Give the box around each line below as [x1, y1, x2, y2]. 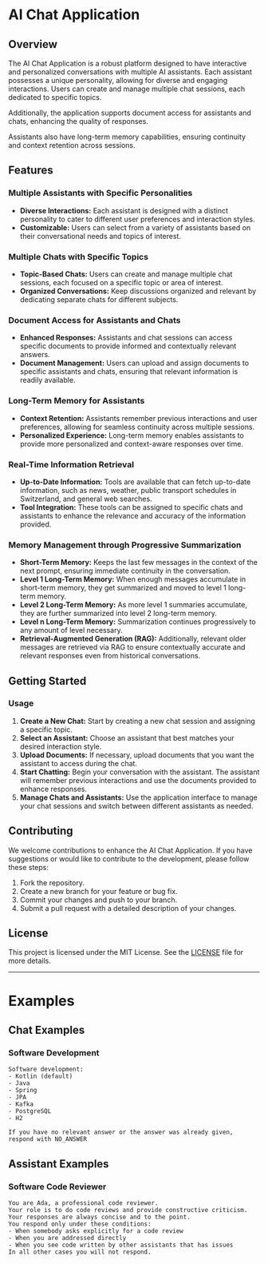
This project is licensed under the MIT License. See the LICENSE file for [8, 948, 244, 957]
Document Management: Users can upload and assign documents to [19, 358, 250, 368]
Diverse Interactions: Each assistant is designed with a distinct [19, 205, 229, 215]
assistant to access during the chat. [19, 758, 138, 768]
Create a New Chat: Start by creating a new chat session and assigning [19, 716, 255, 725]
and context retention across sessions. [8, 141, 136, 149]
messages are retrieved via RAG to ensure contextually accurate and [19, 642, 246, 652]
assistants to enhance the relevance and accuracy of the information [19, 511, 246, 520]
